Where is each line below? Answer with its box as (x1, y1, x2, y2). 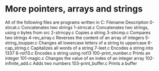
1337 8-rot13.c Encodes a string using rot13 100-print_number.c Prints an (5, 50, 151, 56)
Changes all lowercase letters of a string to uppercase (38, 40, 147, 45)
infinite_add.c (5, 60, 32, 66)
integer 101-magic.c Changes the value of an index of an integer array (5, 55, 144, 61)
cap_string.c (5, 45, 30, 51)
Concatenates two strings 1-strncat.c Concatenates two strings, (21, 24, 149, 30)
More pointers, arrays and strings (5, 3, 143, 14)
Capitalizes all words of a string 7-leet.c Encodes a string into (31, 45, 154, 51)
